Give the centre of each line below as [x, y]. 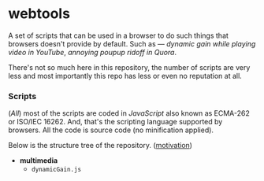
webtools [39, 14]
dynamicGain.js [56, 170]
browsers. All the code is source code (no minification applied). [111, 130]
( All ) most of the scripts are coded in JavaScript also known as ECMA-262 [129, 113]
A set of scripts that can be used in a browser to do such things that [118, 35]
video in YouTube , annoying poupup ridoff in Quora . [93, 52]
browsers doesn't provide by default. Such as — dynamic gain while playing [132, 43]
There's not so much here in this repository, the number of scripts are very [129, 67]
